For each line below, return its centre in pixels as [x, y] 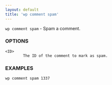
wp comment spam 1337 [28, 79]
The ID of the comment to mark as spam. [65, 56]
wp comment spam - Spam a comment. [43, 28]
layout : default [22, 10]
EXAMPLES [19, 68]
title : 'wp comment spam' [32, 14]
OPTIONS [17, 41]
